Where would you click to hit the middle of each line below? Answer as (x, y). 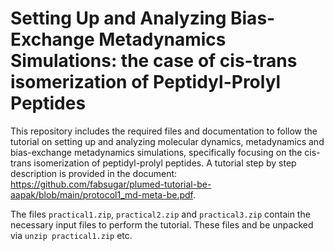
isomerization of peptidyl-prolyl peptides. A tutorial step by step (165, 163)
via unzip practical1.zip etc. (71, 235)
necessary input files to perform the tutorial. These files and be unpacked (162, 224)
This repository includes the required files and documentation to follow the (164, 131)
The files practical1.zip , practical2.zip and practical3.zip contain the (160, 214)
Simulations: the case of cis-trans (154, 61)
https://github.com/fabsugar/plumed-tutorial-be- (111, 184)
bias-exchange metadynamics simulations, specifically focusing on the (156, 152)
